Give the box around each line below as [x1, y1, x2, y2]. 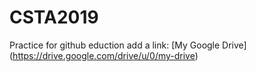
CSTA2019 [9, 6, 99, 29]
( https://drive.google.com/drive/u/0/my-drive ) [9, 49, 199, 61]
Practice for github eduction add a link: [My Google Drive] [9, 39, 247, 51]
